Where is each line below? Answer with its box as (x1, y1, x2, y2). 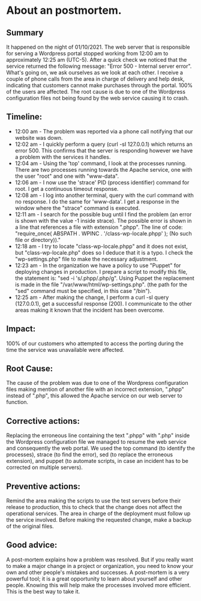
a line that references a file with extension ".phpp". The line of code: (14, 223, 183, 231)
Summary (6, 28, 44, 38)
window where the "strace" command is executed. (14, 204, 140, 211)
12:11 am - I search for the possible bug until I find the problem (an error (14, 211, 192, 218)
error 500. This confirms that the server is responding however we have (14, 146, 193, 154)
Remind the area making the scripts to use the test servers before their (6, 497, 181, 504)
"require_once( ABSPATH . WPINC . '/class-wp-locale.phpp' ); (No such (14, 229, 192, 237)
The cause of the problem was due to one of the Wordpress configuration (6, 379, 189, 387)
